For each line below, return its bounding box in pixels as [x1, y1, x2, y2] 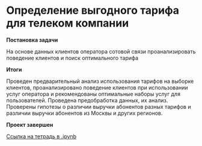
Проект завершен [6, 121, 54, 128]
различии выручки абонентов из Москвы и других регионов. [6, 109, 163, 117]
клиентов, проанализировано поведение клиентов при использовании [6, 84, 188, 91]
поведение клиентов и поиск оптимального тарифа [6, 54, 139, 61]
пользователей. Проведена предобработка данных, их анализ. [6, 97, 168, 104]
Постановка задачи [6, 36, 58, 43]
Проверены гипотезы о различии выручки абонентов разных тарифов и [6, 103, 191, 110]
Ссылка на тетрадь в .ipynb [6, 133, 77, 140]
